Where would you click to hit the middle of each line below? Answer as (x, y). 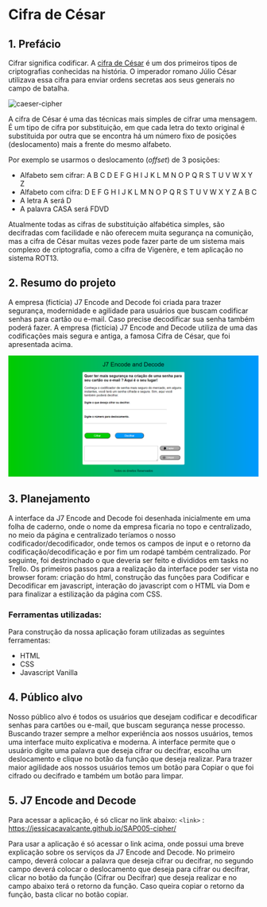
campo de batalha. (39, 88)
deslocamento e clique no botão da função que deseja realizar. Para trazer (130, 758)
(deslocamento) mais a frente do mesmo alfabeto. (90, 144)
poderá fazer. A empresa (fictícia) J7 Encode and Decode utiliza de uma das (133, 327)
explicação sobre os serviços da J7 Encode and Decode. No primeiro (122, 852)
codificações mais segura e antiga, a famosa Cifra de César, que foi (119, 336)
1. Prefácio (35, 44)
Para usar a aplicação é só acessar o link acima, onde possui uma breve (126, 843)
